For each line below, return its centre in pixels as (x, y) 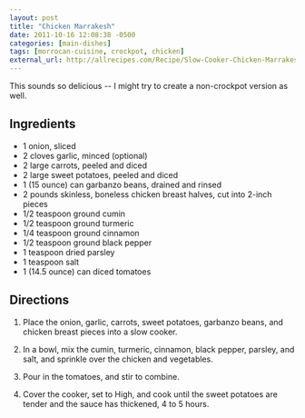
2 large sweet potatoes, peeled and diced (100, 174)
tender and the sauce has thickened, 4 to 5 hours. (116, 403)
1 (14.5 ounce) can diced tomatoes (87, 271)
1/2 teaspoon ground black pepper (87, 243)
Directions (39, 300)
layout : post (34, 18)
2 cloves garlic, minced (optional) (85, 155)
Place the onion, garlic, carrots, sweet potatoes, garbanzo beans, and (153, 322)
